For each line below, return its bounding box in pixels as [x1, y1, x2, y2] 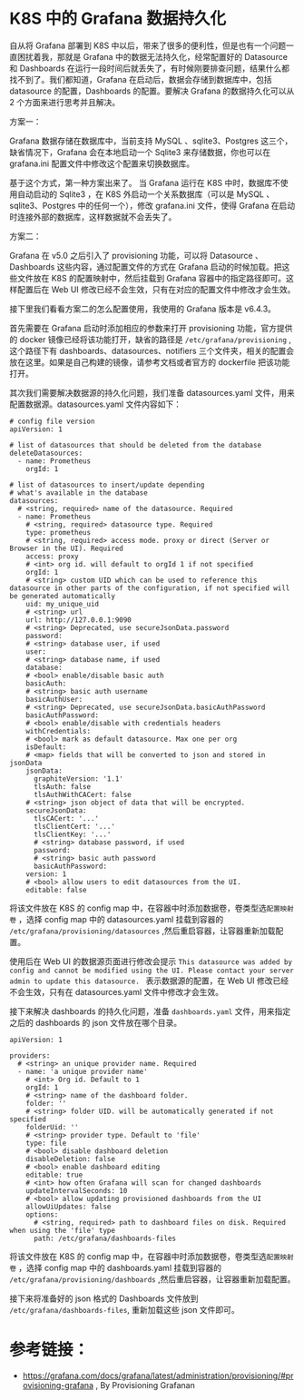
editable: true [25, 1170, 83, 1179]
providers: [9, 1050, 51, 1060]
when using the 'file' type [9, 1226, 116, 1235]
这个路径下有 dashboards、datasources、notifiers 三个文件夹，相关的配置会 [9, 345, 295, 356]
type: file [25, 1139, 67, 1148]
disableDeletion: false [25, 1154, 116, 1163]
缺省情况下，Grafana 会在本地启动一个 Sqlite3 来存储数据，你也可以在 [9, 146, 270, 157]
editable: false [25, 885, 88, 894]
